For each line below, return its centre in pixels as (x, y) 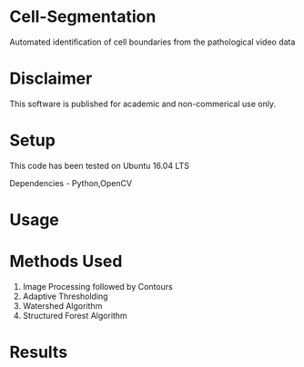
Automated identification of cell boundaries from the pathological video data (152, 42)
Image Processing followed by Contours (97, 286)
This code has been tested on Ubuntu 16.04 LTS (99, 165)
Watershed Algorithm (62, 305)
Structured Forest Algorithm (75, 315)
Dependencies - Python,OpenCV (71, 183)
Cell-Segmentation (83, 17)
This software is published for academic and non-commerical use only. (142, 104)
